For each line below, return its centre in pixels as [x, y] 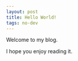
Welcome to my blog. [32, 40]
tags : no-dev [22, 23]
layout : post [22, 12]
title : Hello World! [32, 17]
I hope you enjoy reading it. [39, 51]
